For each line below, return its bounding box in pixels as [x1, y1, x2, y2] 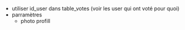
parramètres [11, 11, 43, 18]
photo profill [20, 18, 50, 24]
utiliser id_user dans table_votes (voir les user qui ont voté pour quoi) [11, 5, 180, 12]
